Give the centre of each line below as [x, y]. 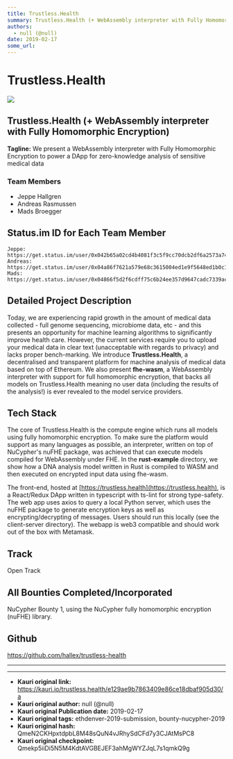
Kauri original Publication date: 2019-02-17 [80, 711]
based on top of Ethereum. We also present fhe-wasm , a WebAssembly [110, 369]
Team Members [34, 181]
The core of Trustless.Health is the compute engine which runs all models [113, 430]
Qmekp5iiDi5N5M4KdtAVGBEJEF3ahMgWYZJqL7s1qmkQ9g [103, 748]
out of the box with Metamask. [51, 532]
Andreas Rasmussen [46, 204]
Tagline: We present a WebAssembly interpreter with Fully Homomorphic [112, 148]
